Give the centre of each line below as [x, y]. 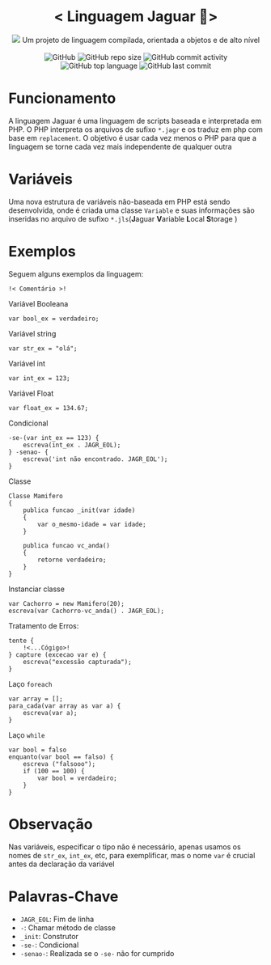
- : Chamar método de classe [68, 927]
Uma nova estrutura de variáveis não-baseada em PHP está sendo [119, 201]
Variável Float [31, 393]
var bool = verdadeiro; [77, 778]
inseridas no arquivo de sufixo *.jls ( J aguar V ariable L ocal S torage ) [123, 218]
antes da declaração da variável [61, 864]
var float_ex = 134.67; [49, 408]
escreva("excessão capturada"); [77, 662]
